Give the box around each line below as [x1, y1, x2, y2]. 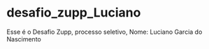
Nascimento [6, 35, 41, 43]
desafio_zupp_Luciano [6, 5, 141, 21]
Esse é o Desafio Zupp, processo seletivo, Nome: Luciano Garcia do [6, 28, 203, 36]
